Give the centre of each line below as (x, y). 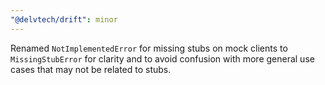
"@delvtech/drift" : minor (64, 19)
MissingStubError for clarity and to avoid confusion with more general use (162, 58)
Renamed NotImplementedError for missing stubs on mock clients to (149, 48)
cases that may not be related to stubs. (91, 69)
